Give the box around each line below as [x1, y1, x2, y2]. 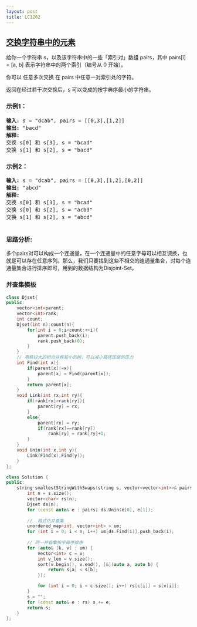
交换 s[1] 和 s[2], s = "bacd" [6, 146, 93, 153]
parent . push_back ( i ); [37, 332, 91, 338]
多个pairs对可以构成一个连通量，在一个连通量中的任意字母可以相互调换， [6, 250, 183, 257]
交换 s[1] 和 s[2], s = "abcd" [6, 214, 93, 220]
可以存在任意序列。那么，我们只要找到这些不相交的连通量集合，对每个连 [16, 257, 191, 264]
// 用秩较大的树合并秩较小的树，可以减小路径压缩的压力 [16, 355, 134, 360]
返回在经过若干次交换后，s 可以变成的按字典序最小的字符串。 [6, 86, 154, 93]
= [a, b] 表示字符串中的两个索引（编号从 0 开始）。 [6, 61, 127, 68]
